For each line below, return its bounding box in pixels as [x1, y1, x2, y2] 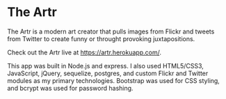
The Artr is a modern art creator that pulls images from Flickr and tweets [7, 27, 215, 36]
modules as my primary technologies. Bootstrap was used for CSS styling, [7, 76, 220, 84]
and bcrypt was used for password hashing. [7, 84, 134, 92]
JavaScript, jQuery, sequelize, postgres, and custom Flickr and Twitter [7, 69, 209, 77]
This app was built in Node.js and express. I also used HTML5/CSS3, [7, 61, 204, 70]
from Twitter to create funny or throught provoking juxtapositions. [7, 34, 195, 43]
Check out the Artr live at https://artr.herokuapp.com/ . [7, 48, 162, 56]
